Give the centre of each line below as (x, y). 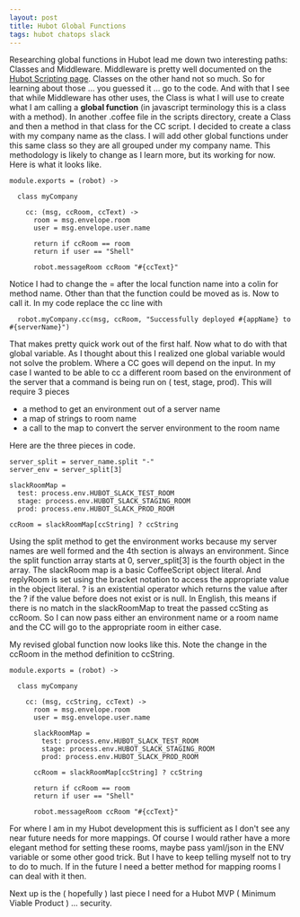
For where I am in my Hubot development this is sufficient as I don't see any (150, 829)
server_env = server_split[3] (66, 470)
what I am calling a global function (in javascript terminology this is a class (148, 108)
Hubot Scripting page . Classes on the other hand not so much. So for (137, 79)
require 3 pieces (40, 392)
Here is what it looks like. (55, 165)
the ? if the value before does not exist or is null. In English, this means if (143, 598)
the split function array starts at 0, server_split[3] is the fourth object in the (147, 561)
